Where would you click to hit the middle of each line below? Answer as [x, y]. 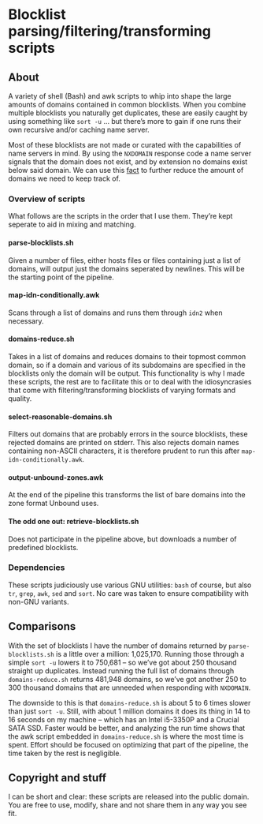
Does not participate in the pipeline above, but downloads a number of [123, 539]
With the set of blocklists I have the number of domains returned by [117, 646]
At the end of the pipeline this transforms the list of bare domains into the [127, 495]
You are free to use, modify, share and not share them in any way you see [128, 805]
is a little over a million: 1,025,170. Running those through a [150, 654]
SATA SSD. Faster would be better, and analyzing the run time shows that [127, 728]
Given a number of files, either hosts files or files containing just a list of [125, 260]
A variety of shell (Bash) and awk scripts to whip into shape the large [120, 96]
